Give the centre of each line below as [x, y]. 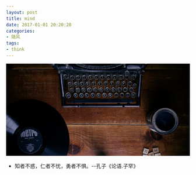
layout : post [22, 12]
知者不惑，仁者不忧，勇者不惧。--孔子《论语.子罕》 [76, 166]
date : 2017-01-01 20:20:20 [39, 25]
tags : [13, 43]
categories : [20, 31]
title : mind [20, 18]
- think [15, 50]
